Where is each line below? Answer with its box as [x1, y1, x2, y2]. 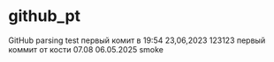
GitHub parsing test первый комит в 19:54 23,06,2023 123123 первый [8, 35, 266, 45]
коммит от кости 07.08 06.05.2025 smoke [8, 44, 164, 54]
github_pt [8, 6, 81, 26]
